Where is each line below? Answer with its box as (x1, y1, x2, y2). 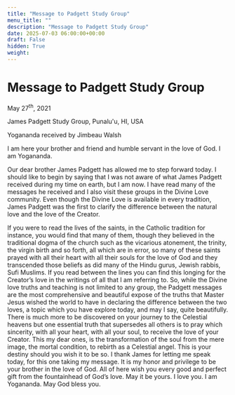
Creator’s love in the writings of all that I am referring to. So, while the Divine (7, 276, 228, 284)
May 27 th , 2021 (7, 102, 51, 112)
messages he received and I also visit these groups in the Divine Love (7, 188, 209, 196)
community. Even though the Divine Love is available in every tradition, (7, 195, 212, 204)
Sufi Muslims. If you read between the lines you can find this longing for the (7, 268, 226, 277)
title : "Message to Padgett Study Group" (7, 10, 130, 18)
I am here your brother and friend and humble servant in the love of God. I (7, 144, 221, 153)
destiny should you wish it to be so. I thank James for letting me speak (7, 350, 211, 359)
